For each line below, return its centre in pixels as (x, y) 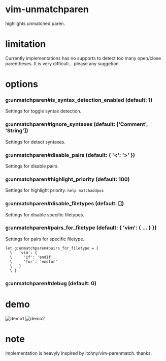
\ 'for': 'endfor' (34, 261)
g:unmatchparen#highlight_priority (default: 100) (68, 179)
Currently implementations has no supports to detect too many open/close (83, 58)
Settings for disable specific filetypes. (45, 214)
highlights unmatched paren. (35, 23)
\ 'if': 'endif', (33, 257)
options (22, 84)
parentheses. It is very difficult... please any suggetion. (63, 63)
